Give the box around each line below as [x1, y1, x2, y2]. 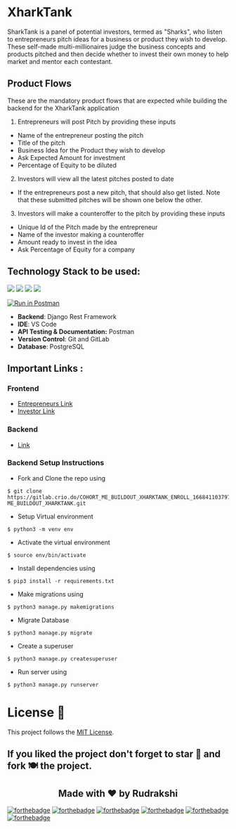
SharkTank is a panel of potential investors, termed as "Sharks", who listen [7, 27, 223, 36]
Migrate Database [17, 615, 70, 624]
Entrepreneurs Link [17, 400, 73, 408]
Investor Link [17, 407, 55, 415]
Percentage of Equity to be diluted [17, 161, 117, 169]
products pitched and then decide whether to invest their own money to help [7, 50, 229, 58]
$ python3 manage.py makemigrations [7, 603, 114, 611]
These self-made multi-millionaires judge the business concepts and [7, 42, 206, 51]
